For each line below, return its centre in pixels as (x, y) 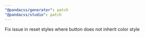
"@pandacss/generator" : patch (37, 10)
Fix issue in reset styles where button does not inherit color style (72, 29)
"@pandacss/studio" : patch (33, 15)
